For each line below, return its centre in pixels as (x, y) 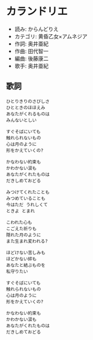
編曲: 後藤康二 (31, 58)
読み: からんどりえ (37, 29)
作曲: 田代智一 (31, 51)
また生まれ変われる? (27, 241)
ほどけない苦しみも (26, 253)
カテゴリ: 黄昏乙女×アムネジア (51, 36)
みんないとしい (21, 120)
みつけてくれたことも (28, 192)
